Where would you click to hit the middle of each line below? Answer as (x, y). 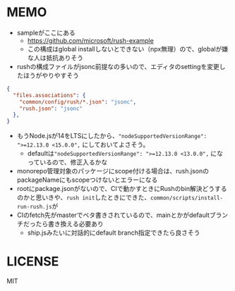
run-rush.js (34, 207)
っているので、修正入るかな (67, 162)
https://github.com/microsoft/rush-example (91, 40)
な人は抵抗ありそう (55, 58)
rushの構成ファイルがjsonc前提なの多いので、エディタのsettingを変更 (118, 66)
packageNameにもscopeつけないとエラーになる (87, 180)
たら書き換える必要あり (70, 224)
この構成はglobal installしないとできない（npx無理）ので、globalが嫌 (128, 49)
